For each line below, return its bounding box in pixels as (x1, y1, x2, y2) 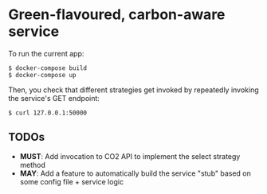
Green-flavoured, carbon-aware (8, 6, 226, 24)
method (19, 160, 46, 169)
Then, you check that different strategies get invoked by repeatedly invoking (8, 85, 259, 95)
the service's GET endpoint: (8, 93, 100, 103)
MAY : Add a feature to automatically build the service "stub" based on (19, 169, 251, 178)
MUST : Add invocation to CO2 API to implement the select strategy (19, 151, 241, 161)
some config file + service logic (19, 177, 124, 186)
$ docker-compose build (8, 64, 88, 72)
